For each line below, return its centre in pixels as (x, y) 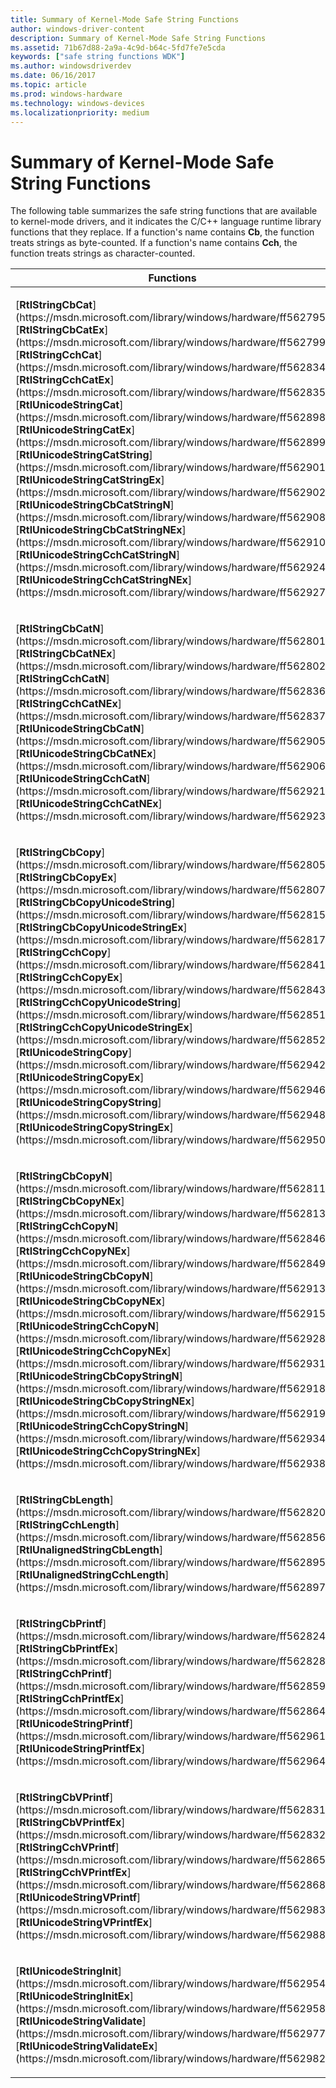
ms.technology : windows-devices (77, 103)
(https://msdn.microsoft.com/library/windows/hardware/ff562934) (172, 1439)
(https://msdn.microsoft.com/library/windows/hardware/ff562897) (172, 1588)
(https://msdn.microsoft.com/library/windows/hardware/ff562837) (172, 716)
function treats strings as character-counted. (103, 253)
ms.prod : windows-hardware (66, 94)
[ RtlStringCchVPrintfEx (71, 1873)
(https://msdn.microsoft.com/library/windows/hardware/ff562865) (172, 1860)
